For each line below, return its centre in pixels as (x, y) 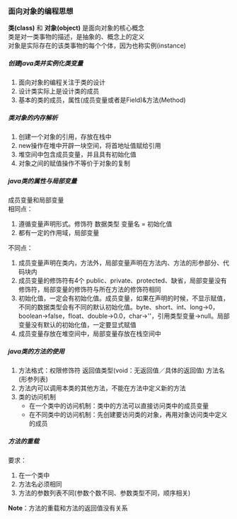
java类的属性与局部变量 (42, 181)
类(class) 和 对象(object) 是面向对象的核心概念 (76, 28)
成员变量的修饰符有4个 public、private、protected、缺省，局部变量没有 (122, 280)
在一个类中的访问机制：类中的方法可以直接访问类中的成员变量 (119, 406)
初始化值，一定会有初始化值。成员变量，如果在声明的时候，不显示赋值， (123, 298)
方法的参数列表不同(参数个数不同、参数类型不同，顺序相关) (104, 493)
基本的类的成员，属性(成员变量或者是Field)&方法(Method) (102, 100)
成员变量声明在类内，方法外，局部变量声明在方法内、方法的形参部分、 (121, 263)
